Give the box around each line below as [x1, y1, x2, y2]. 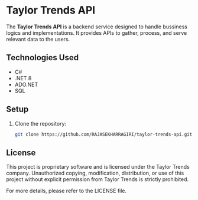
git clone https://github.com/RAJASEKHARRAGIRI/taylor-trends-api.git [14, 131, 193, 137]
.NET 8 [14, 74, 32, 81]
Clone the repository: [14, 120, 67, 127]
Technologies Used [6, 53, 79, 63]
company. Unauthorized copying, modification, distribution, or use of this [6, 169, 184, 177]
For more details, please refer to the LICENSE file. [6, 187, 127, 195]
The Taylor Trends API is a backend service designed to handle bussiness [6, 23, 188, 30]
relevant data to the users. [6, 35, 70, 42]
